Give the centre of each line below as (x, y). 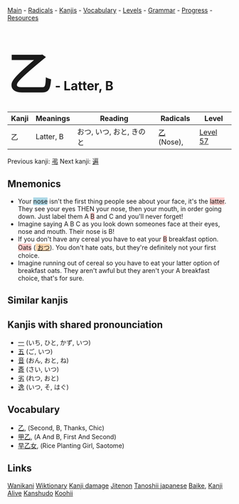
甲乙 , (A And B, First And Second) (67, 436)
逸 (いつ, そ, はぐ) (43, 387)
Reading (114, 118)
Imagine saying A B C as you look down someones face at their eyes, (119, 224)
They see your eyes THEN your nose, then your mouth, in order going (119, 208)
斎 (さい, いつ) (38, 369)
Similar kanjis (38, 300)
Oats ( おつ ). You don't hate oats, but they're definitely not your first (117, 247)
